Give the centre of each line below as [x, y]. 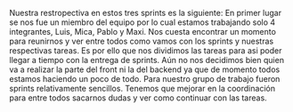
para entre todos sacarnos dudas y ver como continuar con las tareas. [138, 98]
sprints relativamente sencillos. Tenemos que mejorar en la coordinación [142, 88]
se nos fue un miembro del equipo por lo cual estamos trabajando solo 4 [142, 22]
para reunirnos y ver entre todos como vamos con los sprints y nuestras [142, 41]
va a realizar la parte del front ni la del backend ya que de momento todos [145, 69]
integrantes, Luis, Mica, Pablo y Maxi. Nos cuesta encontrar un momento [142, 32]
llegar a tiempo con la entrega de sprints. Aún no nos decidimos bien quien [147, 60]
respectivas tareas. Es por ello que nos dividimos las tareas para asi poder [146, 51]
